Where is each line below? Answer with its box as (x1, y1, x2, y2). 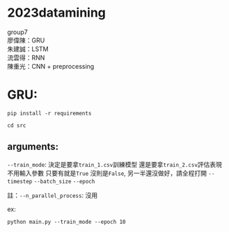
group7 (7, 28, 28, 36)
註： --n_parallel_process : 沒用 (7, 191, 98, 199)
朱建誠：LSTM (7, 44, 49, 53)
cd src (7, 122, 26, 129)
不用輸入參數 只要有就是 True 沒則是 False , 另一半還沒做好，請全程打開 (7, 169, 207, 177)
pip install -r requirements (7, 110, 92, 117)
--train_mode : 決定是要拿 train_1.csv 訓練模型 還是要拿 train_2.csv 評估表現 (7, 160, 223, 168)
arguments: (7, 141, 59, 153)
